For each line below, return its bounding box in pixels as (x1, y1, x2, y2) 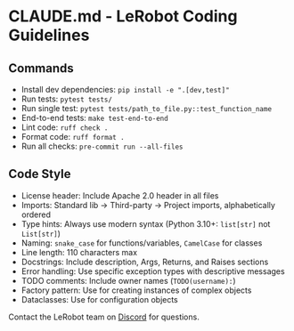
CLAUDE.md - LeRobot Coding (8, 6, 238, 27)
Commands (8, 61, 75, 76)
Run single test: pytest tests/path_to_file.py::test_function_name (20, 103, 273, 113)
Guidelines (8, 25, 90, 45)
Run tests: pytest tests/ (20, 93, 113, 104)
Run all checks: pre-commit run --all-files (20, 141, 184, 151)
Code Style (8, 166, 71, 182)
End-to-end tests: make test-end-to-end (20, 113, 168, 123)
